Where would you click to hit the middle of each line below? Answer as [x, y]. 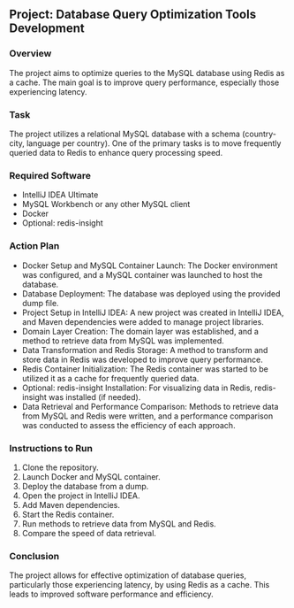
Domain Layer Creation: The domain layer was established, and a [140, 331]
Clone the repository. [60, 467]
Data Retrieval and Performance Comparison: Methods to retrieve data [150, 406]
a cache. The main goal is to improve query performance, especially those [144, 82]
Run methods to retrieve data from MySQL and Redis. [119, 523]
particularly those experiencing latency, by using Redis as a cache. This [139, 585]
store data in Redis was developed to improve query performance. [142, 359]
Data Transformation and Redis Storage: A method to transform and [145, 350]
